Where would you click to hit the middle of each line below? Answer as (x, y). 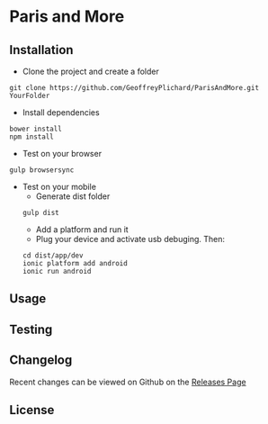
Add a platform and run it (82, 230)
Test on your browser (62, 153)
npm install (31, 137)
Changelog (41, 361)
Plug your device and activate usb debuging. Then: (130, 239)
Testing (31, 329)
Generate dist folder (73, 196)
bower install (36, 129)
